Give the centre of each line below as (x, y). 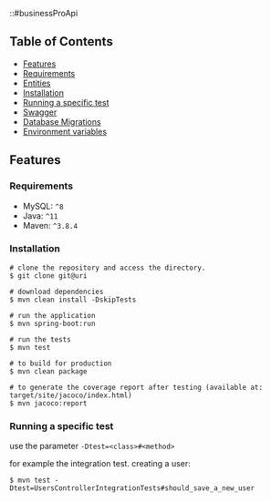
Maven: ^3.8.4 (50, 225)
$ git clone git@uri (49, 276)
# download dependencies (57, 292)
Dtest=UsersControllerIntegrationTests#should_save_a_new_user (132, 488)
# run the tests (40, 339)
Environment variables (65, 131)
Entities (36, 83)
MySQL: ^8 (43, 206)
